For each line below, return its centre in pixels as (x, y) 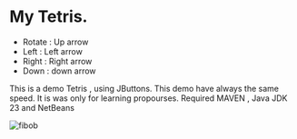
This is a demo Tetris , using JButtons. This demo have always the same (144, 88)
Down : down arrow (59, 71)
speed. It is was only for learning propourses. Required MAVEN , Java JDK (148, 98)
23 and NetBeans (42, 107)
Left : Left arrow (53, 51)
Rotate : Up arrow (55, 42)
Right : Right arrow (57, 61)
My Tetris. (49, 17)
